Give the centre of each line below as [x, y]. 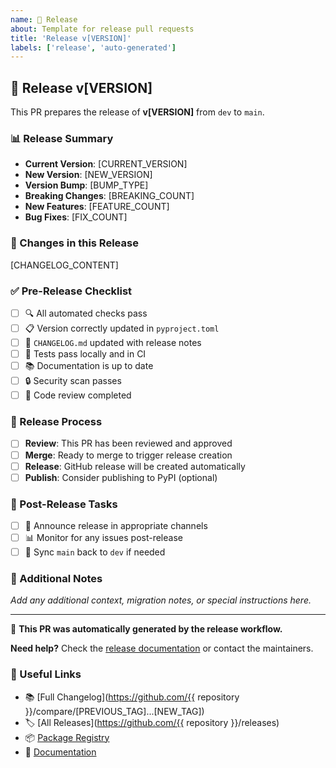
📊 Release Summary [62, 138]
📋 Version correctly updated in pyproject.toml [122, 328]
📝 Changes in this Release [74, 243]
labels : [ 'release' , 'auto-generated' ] [93, 47]
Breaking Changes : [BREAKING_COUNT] [109, 196]
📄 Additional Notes [56, 579]
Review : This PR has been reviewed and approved [128, 443]
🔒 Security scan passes [73, 381]
